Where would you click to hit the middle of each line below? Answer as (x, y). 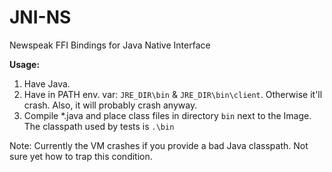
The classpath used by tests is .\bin (99, 126)
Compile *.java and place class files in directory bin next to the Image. (167, 115)
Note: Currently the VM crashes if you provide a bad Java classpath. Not (159, 145)
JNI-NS (40, 17)
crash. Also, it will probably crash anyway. (110, 105)
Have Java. (47, 83)
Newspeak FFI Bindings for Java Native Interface (110, 45)
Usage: (25, 64)
